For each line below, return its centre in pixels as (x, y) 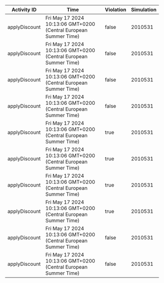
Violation (116, 10)
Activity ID (24, 10)
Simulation (144, 10)
